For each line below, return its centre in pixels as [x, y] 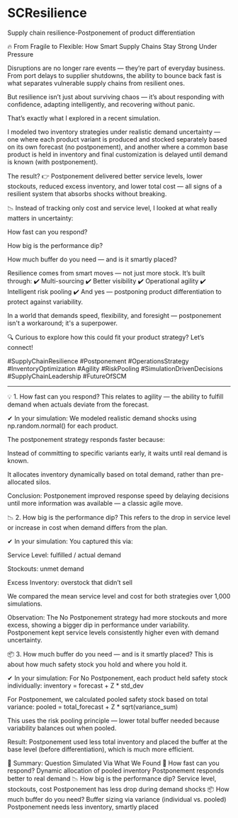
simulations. [25, 603]
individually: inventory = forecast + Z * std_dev [75, 686]
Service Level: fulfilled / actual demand [64, 555]
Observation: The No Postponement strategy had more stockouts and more [117, 617]
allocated [21, 482]
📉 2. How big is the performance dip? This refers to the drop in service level [119, 517]
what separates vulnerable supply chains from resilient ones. [96, 83]
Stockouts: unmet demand [46, 569]
